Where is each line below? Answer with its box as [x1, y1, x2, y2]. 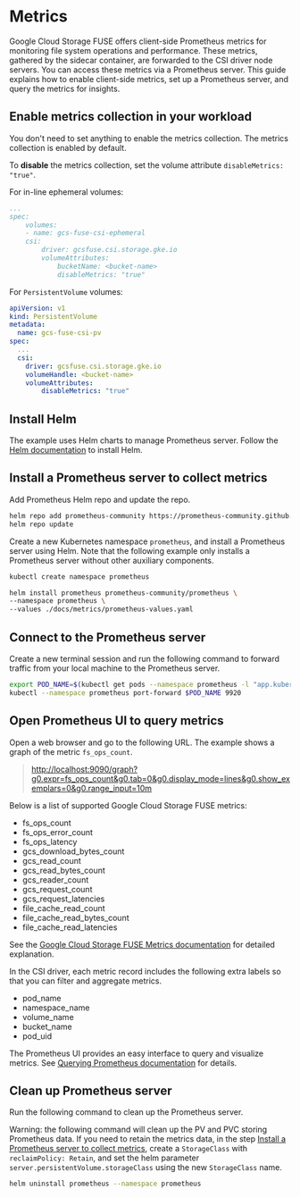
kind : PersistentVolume [9, 312, 98, 321]
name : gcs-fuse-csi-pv [17, 329, 102, 338]
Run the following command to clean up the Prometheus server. [9, 1107, 244, 1117]
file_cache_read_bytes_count [21, 912, 129, 923]
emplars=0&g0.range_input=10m [30, 783, 153, 793]
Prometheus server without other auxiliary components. [9, 555, 214, 565]
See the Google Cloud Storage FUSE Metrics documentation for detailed [9, 939, 275, 950]
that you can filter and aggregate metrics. [9, 975, 162, 986]
